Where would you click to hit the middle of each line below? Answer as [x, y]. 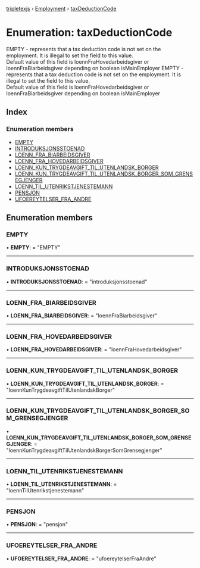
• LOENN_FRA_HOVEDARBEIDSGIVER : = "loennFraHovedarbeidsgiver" [94, 349]
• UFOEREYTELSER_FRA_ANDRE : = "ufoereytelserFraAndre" [81, 558]
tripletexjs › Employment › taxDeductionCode [61, 9]
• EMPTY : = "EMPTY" [33, 248]
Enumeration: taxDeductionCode [89, 33]
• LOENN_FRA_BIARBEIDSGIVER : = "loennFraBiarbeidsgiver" [82, 316]
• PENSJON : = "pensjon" [37, 525]
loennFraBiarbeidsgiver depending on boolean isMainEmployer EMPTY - [95, 68]
